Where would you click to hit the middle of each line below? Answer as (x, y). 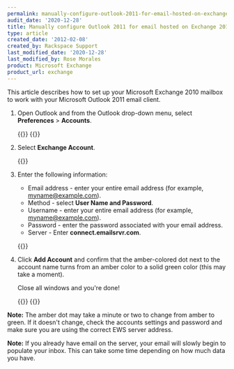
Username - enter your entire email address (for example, (110, 210)
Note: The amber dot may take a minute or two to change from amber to (111, 315)
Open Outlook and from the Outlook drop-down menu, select (105, 113)
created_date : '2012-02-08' (48, 40)
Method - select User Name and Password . (91, 202)
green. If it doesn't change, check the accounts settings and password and (115, 322)
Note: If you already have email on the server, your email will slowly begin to (117, 343)
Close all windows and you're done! (69, 287)
